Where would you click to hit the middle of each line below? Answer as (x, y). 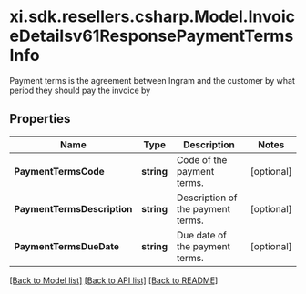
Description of (207, 198)
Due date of (202, 235)
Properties (40, 119)
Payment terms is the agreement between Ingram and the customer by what (153, 80)
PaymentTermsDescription (73, 208)
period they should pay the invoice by (80, 90)
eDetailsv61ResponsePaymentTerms (152, 36)
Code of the (202, 159)
